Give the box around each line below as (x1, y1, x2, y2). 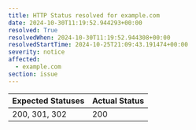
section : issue (8, 70, 58, 78)
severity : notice (8, 48, 65, 56)
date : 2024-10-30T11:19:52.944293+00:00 (8, 19, 143, 27)
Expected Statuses (12, 95, 85, 106)
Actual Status (91, 95, 144, 106)
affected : (8, 56, 41, 64)
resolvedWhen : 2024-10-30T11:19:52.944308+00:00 (8, 33, 171, 42)
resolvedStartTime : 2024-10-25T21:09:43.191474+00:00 (8, 41, 189, 49)
